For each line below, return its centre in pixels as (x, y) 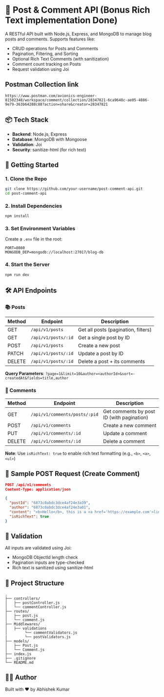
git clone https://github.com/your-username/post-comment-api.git (74, 189)
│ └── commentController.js (36, 607)
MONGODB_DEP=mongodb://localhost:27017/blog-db (54, 252)
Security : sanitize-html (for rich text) (49, 149)
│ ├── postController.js (32, 603)
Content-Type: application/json (38, 490)
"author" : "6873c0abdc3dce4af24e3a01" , (50, 507)
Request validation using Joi (41, 69)
